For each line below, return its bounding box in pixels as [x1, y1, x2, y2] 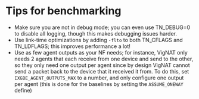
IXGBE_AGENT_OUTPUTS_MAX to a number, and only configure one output [14, 74, 184, 81]
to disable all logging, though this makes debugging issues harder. [14, 30, 177, 37]
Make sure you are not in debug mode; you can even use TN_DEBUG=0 [14, 24, 191, 31]
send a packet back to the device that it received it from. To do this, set [14, 68, 189, 75]
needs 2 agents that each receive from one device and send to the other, [14, 55, 194, 62]
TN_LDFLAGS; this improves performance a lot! [14, 43, 130, 50]
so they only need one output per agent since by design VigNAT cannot [14, 61, 190, 69]
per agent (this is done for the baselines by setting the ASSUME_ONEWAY [14, 80, 184, 87]
